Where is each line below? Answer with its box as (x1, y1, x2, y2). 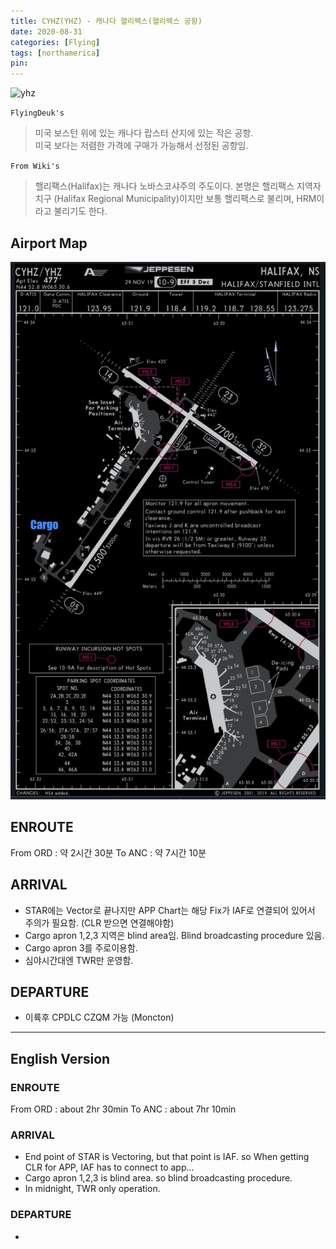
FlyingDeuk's (10, 108, 65, 119)
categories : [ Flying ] (10, 37, 101, 47)
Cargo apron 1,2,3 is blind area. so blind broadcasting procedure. (24, 1172, 293, 1184)
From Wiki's (10, 161, 60, 172)
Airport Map (10, 235, 88, 252)
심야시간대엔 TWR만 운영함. (24, 954, 134, 966)
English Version (10, 1050, 111, 1067)
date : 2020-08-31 (10, 26, 83, 37)
